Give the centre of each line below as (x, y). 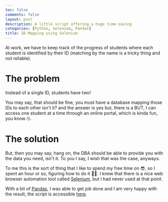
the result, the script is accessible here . (46, 194)
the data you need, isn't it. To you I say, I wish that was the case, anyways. (83, 158)
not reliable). (18, 58)
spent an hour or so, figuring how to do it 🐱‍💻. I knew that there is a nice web (84, 173)
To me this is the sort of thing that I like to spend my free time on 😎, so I (80, 168)
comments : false (22, 15)
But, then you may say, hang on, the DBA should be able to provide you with (84, 153)
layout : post (19, 19)
